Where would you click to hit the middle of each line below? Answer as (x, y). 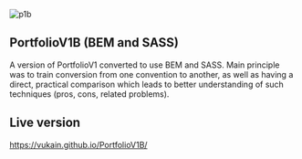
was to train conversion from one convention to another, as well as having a (151, 74)
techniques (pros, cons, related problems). (89, 94)
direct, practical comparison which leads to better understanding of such (147, 84)
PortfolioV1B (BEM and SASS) (94, 42)
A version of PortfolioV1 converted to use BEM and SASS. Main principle (145, 65)
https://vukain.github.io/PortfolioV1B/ (78, 144)
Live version (45, 123)
